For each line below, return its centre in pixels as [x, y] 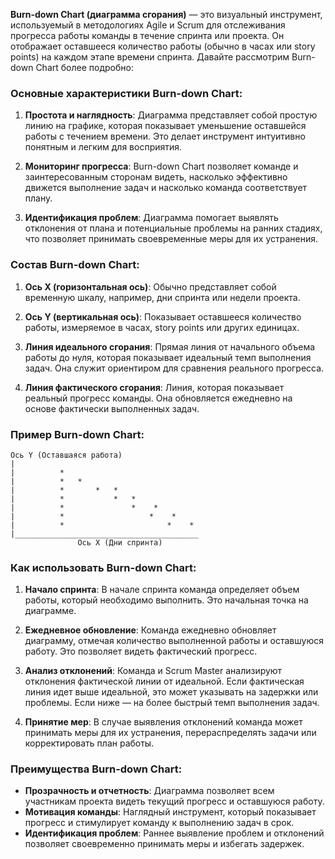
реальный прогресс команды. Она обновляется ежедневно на [158, 398]
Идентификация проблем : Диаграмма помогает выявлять [151, 218]
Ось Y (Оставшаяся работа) [66, 455]
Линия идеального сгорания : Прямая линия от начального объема [170, 346]
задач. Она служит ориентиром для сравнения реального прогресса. [174, 368]
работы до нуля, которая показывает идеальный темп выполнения [168, 357]
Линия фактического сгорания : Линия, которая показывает [154, 387]
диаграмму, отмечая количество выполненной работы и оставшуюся [174, 641]
